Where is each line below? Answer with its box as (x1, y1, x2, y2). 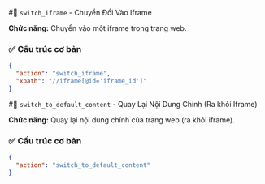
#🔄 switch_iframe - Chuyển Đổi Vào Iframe (8, 8, 152, 17)
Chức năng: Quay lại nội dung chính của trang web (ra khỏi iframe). (8, 114, 236, 125)
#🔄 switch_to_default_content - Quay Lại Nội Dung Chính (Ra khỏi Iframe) (8, 99, 258, 109)
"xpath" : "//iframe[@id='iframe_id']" (15, 77, 148, 85)
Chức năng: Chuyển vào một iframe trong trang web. (8, 24, 187, 32)
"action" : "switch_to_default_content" (15, 160, 151, 169)
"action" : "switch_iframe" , (15, 70, 111, 78)
